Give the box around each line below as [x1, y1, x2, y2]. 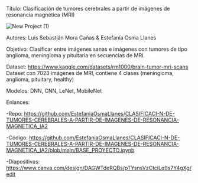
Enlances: [6, 99, 30, 106]
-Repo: [6, 110, 23, 117]
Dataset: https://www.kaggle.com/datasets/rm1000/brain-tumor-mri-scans [6, 63, 189, 70]
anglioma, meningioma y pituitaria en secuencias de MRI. [6, 52, 145, 58]
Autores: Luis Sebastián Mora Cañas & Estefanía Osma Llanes [6, 34, 157, 41]
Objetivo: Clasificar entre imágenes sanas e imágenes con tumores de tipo [6, 45, 188, 53]
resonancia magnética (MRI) [6, 11, 75, 18]
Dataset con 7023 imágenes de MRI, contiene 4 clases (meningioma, [6, 70, 174, 76]
